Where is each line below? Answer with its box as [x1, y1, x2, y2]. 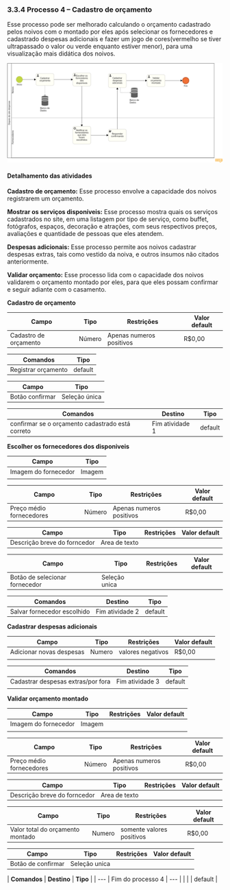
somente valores [120, 825, 168, 834]
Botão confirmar [10, 393, 56, 401]
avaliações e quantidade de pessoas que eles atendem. [7, 229, 164, 237]
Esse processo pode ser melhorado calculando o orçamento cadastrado [7, 21, 211, 29]
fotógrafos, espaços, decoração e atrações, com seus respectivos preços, [7, 222, 218, 231]
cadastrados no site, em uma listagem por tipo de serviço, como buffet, [7, 215, 209, 223]
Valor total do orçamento [10, 825, 80, 834]
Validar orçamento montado [7, 694, 89, 703]
